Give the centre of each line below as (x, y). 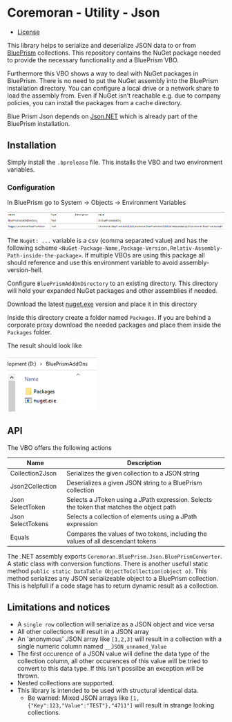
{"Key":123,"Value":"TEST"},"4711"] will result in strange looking (121, 705)
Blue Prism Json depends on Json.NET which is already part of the (103, 116)
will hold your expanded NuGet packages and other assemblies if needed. (112, 290)
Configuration (31, 187)
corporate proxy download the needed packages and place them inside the (114, 325)
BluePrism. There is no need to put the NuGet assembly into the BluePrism (113, 80)
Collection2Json (33, 473)
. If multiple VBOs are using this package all (143, 255)
